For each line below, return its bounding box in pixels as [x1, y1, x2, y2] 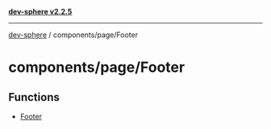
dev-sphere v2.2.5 [8, 7, 73, 16]
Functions [8, 90, 60, 104]
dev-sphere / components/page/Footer [8, 30, 139, 40]
